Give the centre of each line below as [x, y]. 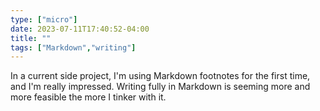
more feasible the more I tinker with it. [88, 97]
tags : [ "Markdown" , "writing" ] [73, 47]
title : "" [31, 38]
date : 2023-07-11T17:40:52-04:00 [80, 29]
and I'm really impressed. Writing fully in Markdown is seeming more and [160, 87]
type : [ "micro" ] [44, 19]
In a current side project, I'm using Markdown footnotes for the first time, [160, 76]
